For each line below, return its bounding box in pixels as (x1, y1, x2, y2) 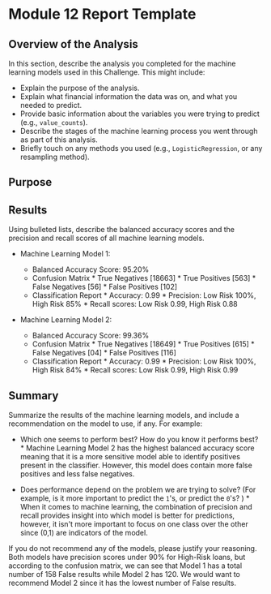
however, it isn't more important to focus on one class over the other (19, 519, 248, 529)
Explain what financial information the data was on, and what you (19, 92, 238, 101)
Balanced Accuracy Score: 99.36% (32, 330, 150, 341)
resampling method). (19, 152, 91, 161)
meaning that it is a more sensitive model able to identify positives (19, 452, 241, 462)
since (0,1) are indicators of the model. (19, 528, 148, 538)
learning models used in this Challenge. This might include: (8, 67, 205, 77)
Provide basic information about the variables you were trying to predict (19, 109, 260, 118)
